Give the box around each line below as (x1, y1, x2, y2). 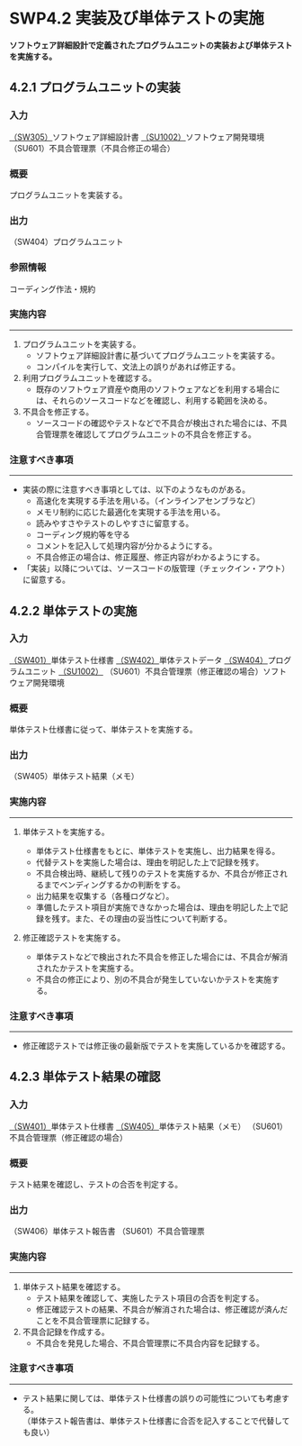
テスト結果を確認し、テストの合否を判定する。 (9, 1178, 182, 1189)
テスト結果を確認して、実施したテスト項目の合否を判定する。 (35, 1292, 264, 1303)
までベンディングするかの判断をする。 (43, 879, 186, 890)
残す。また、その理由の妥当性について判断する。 (51, 913, 232, 923)
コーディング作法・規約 (9, 283, 96, 294)
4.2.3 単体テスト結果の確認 (9, 1069, 161, 1085)
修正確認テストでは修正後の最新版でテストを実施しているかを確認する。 (22, 1040, 290, 1050)
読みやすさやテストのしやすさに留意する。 (35, 518, 194, 529)
